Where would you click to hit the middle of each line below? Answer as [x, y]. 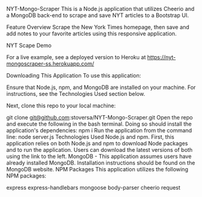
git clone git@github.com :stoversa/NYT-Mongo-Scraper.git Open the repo [100, 117]
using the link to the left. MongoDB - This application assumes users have [99, 156]
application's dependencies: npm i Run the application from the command [99, 130]
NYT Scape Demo [29, 45]
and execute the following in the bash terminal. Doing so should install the [99, 124]
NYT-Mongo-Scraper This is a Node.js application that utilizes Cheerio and [100, 9]
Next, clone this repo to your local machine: [61, 106]
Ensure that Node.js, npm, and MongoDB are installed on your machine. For [101, 87]
